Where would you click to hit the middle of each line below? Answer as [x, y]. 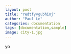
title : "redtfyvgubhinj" [30, 14]
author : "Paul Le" [24, 19]
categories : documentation [33, 23]
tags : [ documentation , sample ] [36, 28]
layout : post [18, 10]
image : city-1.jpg [24, 32]
